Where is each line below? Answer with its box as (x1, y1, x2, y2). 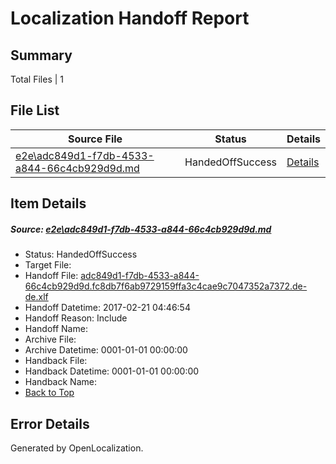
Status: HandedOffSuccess (24, 248, 138, 261)
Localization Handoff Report (10, 7, 250, 30)
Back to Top (24, 387, 75, 399)
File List (10, 102, 60, 119)
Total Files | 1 (10, 73, 64, 85)
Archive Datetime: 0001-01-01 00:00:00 (24, 344, 188, 356)
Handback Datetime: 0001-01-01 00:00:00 (24, 365, 200, 377)
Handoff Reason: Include (24, 312, 128, 324)
